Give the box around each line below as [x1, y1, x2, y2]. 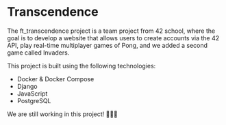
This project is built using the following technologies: [7, 61, 156, 70]
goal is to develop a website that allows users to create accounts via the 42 [7, 33, 220, 42]
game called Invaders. [7, 48, 70, 57]
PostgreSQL [16, 96, 51, 105]
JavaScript [16, 89, 48, 98]
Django [16, 82, 38, 90]
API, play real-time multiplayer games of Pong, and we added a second [7, 41, 208, 49]
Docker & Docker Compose [16, 74, 95, 83]
